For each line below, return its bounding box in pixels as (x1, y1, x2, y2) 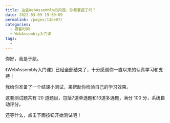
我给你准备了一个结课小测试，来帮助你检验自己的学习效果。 (5, 84, 131, 90)
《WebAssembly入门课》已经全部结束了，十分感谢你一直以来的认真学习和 (5, 66, 159, 72)
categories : (5, 22, 31, 27)
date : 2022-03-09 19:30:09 (5, 12, 63, 17)
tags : (5, 36, 17, 42)
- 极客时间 (10, 27, 30, 32)
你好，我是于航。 (5, 55, 41, 61)
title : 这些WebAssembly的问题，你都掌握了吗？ (5, 7, 96, 13)
